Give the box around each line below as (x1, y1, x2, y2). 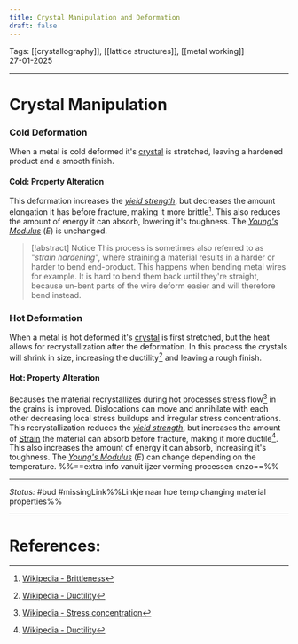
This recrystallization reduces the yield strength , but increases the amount (9, 422, 281, 433)
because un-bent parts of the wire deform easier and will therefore (30, 280, 276, 291)
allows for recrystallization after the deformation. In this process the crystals (9, 342, 288, 352)
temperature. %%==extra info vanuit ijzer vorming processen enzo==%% (9, 461, 279, 472)
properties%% (9, 496, 63, 507)
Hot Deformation (9, 311, 82, 324)
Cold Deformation (9, 126, 88, 138)
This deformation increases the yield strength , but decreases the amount (9, 196, 276, 207)
